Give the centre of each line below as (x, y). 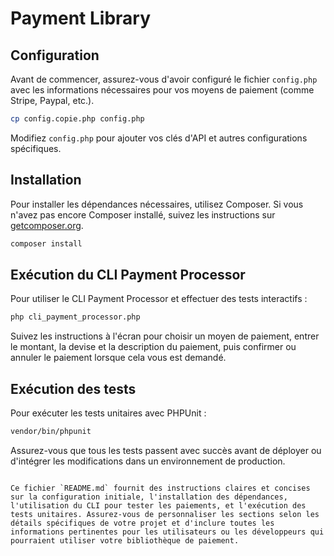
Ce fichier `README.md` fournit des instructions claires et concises (160, 488)
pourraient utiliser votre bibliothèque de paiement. (125, 540)
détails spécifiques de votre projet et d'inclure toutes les (142, 523)
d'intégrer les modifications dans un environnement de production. (148, 461)
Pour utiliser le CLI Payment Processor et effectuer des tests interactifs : (159, 299)
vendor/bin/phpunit (51, 432)
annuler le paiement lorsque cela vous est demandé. (118, 358)
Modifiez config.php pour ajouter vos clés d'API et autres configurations (159, 138)
